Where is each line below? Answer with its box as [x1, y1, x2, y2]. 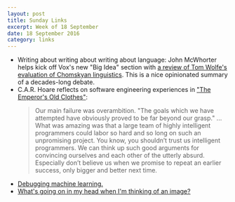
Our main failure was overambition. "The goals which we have [34, 107, 214, 115]
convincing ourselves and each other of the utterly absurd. [34, 151, 205, 160]
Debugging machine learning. [17, 180, 104, 188]
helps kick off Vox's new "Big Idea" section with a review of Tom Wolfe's [17, 63, 227, 72]
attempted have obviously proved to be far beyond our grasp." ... [34, 114, 222, 123]
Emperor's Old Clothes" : [17, 93, 88, 102]
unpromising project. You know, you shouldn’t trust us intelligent [34, 136, 221, 144]
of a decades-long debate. [17, 78, 95, 86]
